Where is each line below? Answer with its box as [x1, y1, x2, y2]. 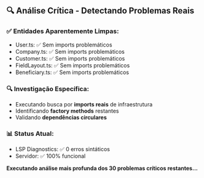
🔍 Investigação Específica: [6, 84, 90, 93]
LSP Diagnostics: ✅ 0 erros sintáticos [15, 146, 111, 153]
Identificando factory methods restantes [15, 107, 119, 114]
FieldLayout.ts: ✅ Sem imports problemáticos [15, 61, 130, 69]
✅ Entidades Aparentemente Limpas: [6, 27, 119, 35]
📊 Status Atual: [6, 129, 54, 138]
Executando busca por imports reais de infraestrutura [15, 100, 153, 108]
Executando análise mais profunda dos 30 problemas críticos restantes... [6, 165, 198, 172]
